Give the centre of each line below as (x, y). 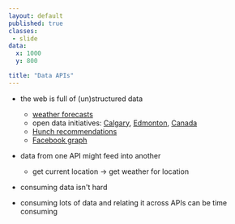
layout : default (36, 16)
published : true (36, 23)
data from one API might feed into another (90, 155)
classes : (23, 31)
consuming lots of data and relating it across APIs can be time (124, 202)
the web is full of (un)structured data (81, 99)
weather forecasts (62, 114)
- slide (25, 38)
